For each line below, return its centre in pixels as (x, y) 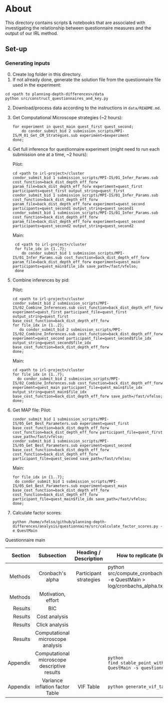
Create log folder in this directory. (47, 74)
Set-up (16, 49)
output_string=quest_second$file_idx (52, 343)
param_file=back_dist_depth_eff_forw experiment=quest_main (76, 262)
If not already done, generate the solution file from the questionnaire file (86, 79)
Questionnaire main (25, 540)
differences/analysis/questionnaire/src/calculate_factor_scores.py (85, 526)
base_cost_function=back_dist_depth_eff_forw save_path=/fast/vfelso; (87, 396)
